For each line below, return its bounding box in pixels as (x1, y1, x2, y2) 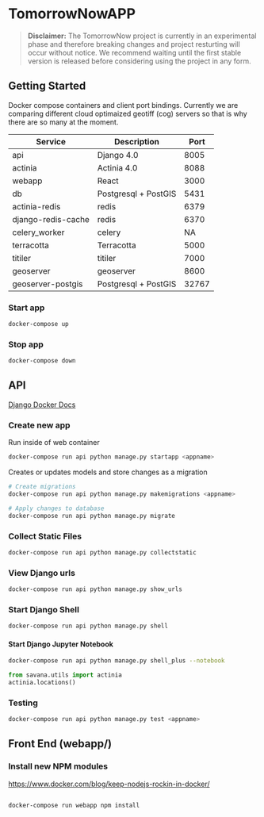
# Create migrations (8, 483, 77, 491)
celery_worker (12, 227, 65, 238)
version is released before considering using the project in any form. (27, 56, 251, 66)
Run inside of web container (8, 438, 101, 447)
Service (36, 136, 66, 147)
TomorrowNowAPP (8, 5, 136, 23)
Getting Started (8, 79, 86, 93)
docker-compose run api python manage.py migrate (8, 512, 176, 520)
